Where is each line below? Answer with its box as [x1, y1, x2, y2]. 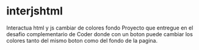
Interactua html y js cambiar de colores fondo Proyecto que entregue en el [6, 24, 194, 31]
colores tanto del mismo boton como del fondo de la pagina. [6, 37, 157, 44]
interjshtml [6, 4, 63, 18]
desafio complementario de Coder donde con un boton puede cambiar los [6, 30, 194, 37]
